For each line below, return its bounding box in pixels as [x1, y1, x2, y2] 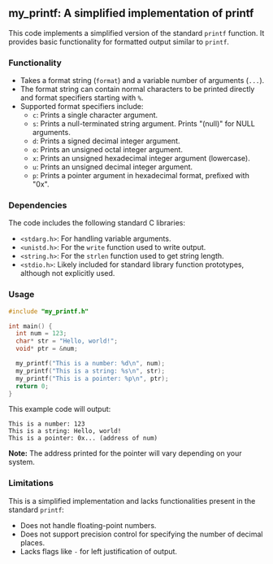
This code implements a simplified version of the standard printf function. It [8, 28, 265, 37]
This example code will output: [8, 404, 111, 414]
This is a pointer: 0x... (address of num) [8, 435, 158, 443]
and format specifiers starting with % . [19, 93, 144, 103]
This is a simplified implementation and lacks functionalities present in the [8, 496, 256, 505]
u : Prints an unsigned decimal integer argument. [32, 162, 193, 172]
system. [8, 457, 35, 467]
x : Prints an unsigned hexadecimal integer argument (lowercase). [32, 154, 250, 164]
